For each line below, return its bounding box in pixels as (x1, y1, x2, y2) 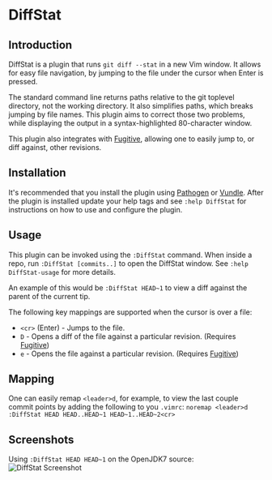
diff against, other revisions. (8, 143, 102, 152)
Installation (8, 166, 66, 180)
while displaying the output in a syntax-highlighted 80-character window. (8, 118, 253, 127)
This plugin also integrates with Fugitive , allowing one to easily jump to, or (8, 134, 255, 144)
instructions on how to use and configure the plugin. (8, 204, 183, 214)
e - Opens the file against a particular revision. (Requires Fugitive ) (19, 349, 239, 358)
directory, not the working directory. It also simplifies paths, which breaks (8, 101, 253, 110)
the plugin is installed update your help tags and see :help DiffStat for (8, 196, 247, 206)
